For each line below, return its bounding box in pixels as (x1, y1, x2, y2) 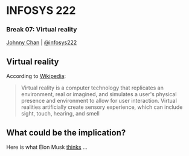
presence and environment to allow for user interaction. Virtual (21, 97, 177, 105)
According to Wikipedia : (6, 73, 66, 80)
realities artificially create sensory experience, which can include (21, 103, 183, 111)
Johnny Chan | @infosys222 (6, 39, 77, 46)
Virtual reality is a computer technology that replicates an (21, 84, 164, 91)
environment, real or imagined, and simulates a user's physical (21, 91, 177, 98)
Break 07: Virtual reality (6, 25, 77, 34)
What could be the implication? (6, 128, 126, 138)
